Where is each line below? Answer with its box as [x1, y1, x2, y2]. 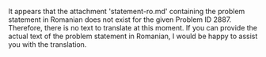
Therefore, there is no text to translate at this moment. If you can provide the [8, 23, 257, 32]
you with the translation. [8, 40, 87, 49]
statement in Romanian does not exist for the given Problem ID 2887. [8, 15, 232, 24]
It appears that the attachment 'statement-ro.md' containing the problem [8, 7, 245, 16]
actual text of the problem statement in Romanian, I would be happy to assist [8, 31, 258, 41]
